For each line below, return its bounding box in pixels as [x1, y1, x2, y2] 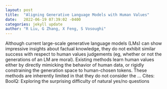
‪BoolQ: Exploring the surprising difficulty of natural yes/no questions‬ [5, 78, 150, 84]
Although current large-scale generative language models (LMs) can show [5, 40, 162, 46]
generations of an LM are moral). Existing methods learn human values [5, 56, 154, 63]
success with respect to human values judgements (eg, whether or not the [5, 51, 162, 57]
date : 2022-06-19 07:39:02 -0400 [5, 17, 81, 22]
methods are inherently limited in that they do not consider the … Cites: [5, 73, 155, 79]
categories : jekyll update [5, 21, 63, 27]
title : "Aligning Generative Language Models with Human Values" [5, 12, 150, 17]
